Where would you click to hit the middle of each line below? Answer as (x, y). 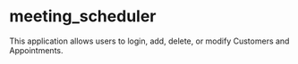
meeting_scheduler (83, 16)
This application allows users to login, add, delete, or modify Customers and (149, 41)
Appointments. (37, 50)
